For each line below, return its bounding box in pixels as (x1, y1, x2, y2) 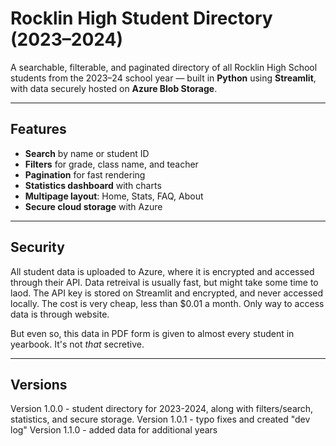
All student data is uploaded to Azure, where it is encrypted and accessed (10, 265, 315, 277)
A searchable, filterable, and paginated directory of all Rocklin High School (10, 61, 318, 73)
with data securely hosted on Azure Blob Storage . (10, 82, 218, 94)
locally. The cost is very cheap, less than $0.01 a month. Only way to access (10, 297, 325, 309)
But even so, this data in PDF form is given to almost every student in (10, 327, 295, 339)
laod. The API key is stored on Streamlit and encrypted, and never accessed (10, 287, 324, 299)
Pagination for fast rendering (24, 168, 146, 181)
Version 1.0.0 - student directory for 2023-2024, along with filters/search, (10, 403, 314, 415)
